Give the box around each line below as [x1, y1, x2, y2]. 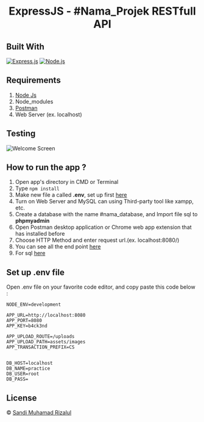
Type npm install [15, 185, 60, 192]
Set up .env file [6, 267, 65, 278]
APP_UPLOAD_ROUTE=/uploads [6, 334, 75, 340]
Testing [6, 128, 36, 139]
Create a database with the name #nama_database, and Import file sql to [15, 211, 198, 218]
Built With [6, 41, 44, 52]
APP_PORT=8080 [6, 318, 43, 324]
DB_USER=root [6, 371, 40, 377]
